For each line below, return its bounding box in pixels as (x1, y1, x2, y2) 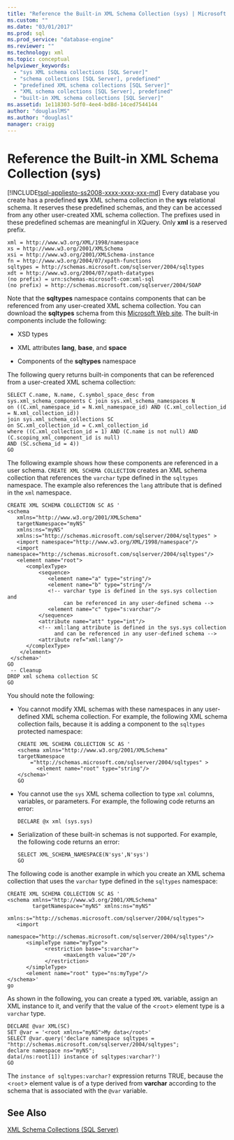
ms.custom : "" (7, 17, 49, 24)
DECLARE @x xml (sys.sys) (17, 818, 93, 825)
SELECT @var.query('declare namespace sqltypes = (7, 1035, 155, 1042)
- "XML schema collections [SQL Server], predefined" (13, 88, 173, 95)
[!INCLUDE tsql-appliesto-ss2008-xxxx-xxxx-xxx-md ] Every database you (7, 189, 220, 197)
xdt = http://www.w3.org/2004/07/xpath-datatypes (7, 270, 155, 277)
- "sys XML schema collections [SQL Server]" (13, 68, 149, 75)
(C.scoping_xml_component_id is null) (7, 434, 120, 441)
